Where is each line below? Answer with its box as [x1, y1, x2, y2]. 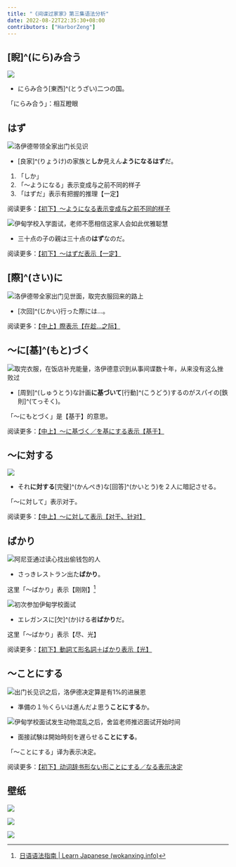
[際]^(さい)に [7, 272, 63, 284]
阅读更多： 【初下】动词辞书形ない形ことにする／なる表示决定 [7, 762, 183, 771]
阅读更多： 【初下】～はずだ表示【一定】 [7, 249, 122, 258]
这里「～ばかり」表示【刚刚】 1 [7, 584, 96, 593]
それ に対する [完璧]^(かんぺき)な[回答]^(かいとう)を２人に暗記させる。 [17, 483, 220, 491]
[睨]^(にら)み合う [7, 51, 81, 63]
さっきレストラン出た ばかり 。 [17, 570, 105, 578]
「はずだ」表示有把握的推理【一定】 [17, 189, 123, 198]
